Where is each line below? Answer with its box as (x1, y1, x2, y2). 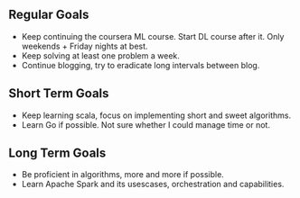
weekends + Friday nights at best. (21, 40, 148, 51)
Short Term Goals (8, 85, 109, 102)
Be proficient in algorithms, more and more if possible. (21, 169, 225, 180)
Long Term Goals (8, 146, 107, 161)
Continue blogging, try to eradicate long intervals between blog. (21, 59, 260, 70)
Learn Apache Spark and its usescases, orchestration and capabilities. (21, 179, 285, 190)
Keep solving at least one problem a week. (21, 49, 180, 61)
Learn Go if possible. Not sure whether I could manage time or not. (21, 119, 270, 130)
